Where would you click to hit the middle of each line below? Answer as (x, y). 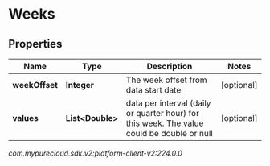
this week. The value (165, 123)
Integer (80, 85)
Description (170, 66)
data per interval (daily (168, 103)
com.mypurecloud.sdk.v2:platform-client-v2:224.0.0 (96, 153)
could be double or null (169, 133)
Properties (35, 44)
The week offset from (166, 80)
